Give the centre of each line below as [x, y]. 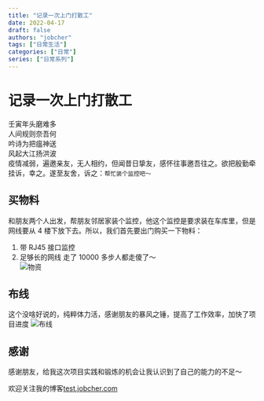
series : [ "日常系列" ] [41, 60]
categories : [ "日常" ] [42, 52]
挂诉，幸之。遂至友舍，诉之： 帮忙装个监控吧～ [80, 173]
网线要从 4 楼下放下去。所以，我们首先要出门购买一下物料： [105, 230]
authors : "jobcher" [40, 37]
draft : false [29, 30]
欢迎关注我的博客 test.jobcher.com [63, 388]
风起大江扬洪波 [32, 153]
